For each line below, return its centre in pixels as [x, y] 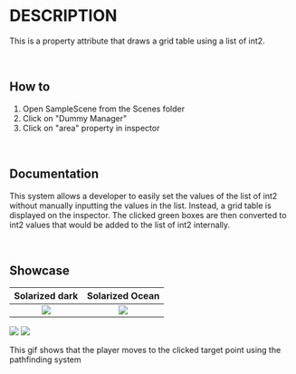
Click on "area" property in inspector [91, 128]
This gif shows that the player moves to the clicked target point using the [145, 350]
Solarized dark [46, 296]
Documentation [54, 174]
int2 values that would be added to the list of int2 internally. [120, 225]
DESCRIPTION [63, 16]
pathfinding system [45, 360]
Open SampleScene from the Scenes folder [104, 109]
